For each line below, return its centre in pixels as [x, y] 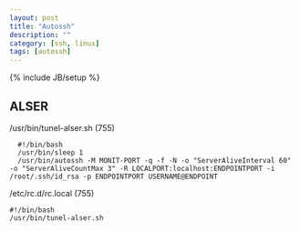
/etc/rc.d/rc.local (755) [52, 193]
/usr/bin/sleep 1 [51, 152]
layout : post [34, 18]
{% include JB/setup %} [55, 77]
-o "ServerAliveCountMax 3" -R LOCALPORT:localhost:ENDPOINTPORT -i [142, 168]
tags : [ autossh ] [40, 52]
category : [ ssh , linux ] [55, 43]
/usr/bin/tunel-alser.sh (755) [62, 127]
